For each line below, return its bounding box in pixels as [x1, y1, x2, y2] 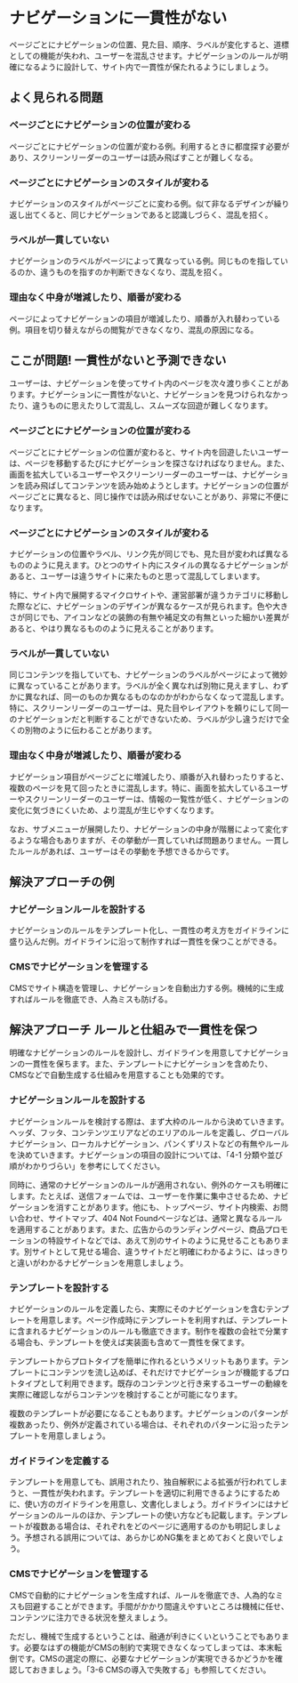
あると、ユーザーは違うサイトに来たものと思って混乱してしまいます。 [9, 570, 265, 581]
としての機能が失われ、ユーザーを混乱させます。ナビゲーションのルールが [9, 50, 281, 60]
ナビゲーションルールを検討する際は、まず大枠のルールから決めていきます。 [9, 1115, 289, 1126]
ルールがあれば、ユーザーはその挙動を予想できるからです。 [16, 846, 234, 857]
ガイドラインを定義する [9, 1454, 109, 1467]
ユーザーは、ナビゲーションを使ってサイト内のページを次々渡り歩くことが [9, 378, 282, 389]
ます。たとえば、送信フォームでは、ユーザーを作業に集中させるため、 [16, 1190, 273, 1201]
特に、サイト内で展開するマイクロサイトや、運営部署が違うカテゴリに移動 [9, 589, 282, 600]
